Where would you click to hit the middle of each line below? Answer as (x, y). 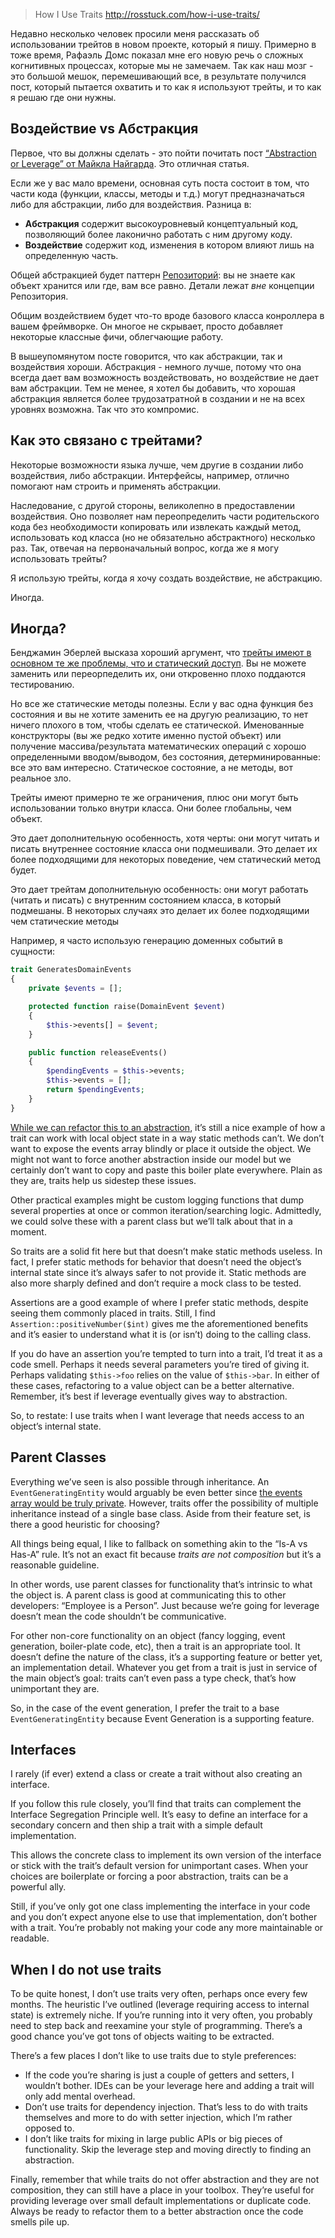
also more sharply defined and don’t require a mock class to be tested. (156, 1283)
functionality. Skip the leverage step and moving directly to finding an (168, 2150)
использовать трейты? (59, 558)
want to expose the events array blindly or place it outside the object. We (161, 1148)
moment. (28, 1231)
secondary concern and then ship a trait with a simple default (136, 1825)
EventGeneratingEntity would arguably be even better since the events (156, 1492)
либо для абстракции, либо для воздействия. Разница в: (131, 204)
